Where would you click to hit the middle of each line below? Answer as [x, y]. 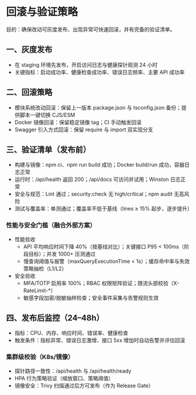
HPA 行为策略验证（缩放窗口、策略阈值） [64, 378]
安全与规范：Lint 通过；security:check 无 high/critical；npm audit [93, 194]
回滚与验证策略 [42, 12]
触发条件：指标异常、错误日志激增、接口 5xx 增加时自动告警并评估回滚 [100, 341]
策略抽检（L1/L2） [45, 268]
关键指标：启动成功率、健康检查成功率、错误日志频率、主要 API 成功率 [100, 72]
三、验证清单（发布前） [48, 150]
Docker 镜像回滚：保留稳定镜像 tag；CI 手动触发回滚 [78, 122]
